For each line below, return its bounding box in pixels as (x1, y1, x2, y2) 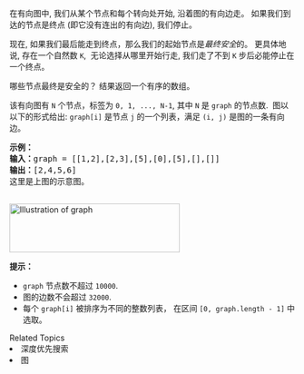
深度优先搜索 (21, 343, 69, 354)
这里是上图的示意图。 (9, 176, 89, 186)
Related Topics (9, 332, 65, 343)
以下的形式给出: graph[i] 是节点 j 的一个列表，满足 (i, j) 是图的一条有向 (9, 112, 286, 122)
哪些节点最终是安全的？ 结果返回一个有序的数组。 (9, 81, 195, 91)
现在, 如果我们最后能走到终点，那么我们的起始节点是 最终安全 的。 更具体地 (9, 39, 287, 49)
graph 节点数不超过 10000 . (22, 280, 119, 290)
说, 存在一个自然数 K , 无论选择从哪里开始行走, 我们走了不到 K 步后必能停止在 (9, 50, 295, 61)
